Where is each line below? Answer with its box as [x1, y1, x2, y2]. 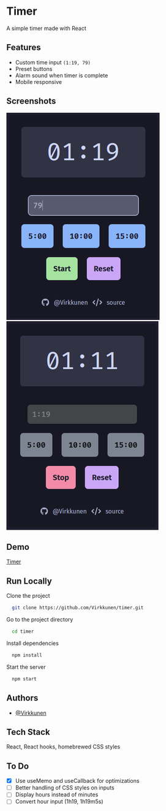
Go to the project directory [6, 616, 74, 623]
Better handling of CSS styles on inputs [15, 784, 115, 791]
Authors [6, 693, 39, 703]
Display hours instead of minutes [15, 791, 99, 798]
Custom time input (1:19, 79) [15, 58, 91, 66]
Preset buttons [15, 65, 53, 72]
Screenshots [6, 96, 56, 107]
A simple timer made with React [6, 25, 87, 32]
